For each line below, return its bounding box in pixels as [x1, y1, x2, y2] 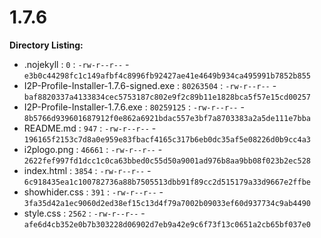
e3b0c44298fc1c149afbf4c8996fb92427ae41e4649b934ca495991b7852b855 [23, 71, 311, 81]
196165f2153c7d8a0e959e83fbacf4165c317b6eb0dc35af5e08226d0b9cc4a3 [23, 134, 311, 145]
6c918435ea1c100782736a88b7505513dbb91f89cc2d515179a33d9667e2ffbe [23, 177, 311, 187]
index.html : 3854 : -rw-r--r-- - [23, 164, 152, 176]
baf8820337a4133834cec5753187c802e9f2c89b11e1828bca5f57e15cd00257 [23, 92, 311, 102]
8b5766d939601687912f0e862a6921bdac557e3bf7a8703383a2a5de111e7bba [23, 113, 311, 123]
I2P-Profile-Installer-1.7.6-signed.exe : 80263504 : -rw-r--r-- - [23, 79, 277, 91]
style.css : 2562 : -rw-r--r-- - [23, 207, 146, 219]
